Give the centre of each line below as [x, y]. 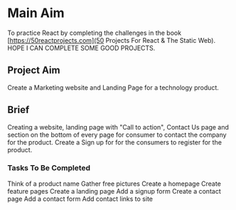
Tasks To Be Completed [49, 168]
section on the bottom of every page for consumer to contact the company [117, 135]
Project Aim [34, 70]
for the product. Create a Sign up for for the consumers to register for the [115, 142]
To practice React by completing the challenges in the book [95, 33]
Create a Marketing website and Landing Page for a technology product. [113, 88]
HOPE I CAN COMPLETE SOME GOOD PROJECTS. [81, 48]
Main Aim [36, 13]
